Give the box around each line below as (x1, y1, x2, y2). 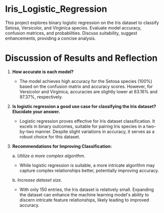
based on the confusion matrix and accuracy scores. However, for (19, 83, 153, 89)
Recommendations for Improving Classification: (12, 143, 112, 149)
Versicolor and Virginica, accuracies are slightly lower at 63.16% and (19, 88, 158, 94)
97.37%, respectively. (19, 94, 63, 100)
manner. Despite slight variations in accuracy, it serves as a (35, 129, 155, 134)
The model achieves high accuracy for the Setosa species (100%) (19, 78, 153, 84)
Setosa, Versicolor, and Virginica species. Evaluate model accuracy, (5, 25, 142, 30)
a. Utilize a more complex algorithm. (12, 153, 86, 159)
